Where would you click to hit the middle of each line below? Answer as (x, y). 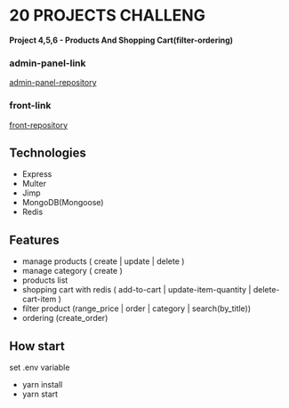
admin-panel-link (48, 63)
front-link (30, 106)
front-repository (39, 124)
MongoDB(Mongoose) (63, 203)
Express (37, 174)
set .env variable (40, 367)
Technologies (48, 152)
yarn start (40, 394)
